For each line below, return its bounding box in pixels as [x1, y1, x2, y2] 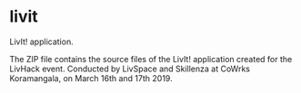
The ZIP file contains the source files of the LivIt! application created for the [9, 53, 293, 64]
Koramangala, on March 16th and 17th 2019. [9, 72, 173, 83]
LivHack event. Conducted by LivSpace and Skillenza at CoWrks [9, 63, 250, 74]
